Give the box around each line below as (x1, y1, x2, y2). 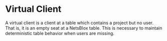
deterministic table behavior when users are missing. (5, 30, 114, 36)
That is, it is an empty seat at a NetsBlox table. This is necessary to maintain (5, 25, 162, 31)
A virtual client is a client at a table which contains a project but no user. (5, 20, 154, 26)
